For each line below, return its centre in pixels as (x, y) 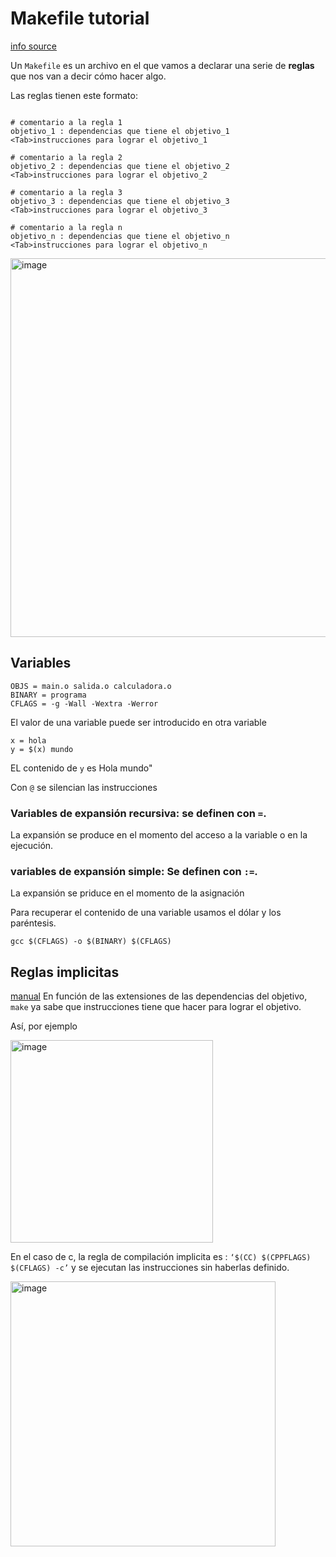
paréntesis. (33, 923)
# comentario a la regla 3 (66, 192)
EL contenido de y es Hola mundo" (81, 768)
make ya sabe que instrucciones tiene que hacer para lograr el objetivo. (156, 1007)
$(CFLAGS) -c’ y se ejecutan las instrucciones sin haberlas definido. (150, 1268)
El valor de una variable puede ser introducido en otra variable (138, 722)
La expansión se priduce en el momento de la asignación (127, 893)
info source (34, 46)
